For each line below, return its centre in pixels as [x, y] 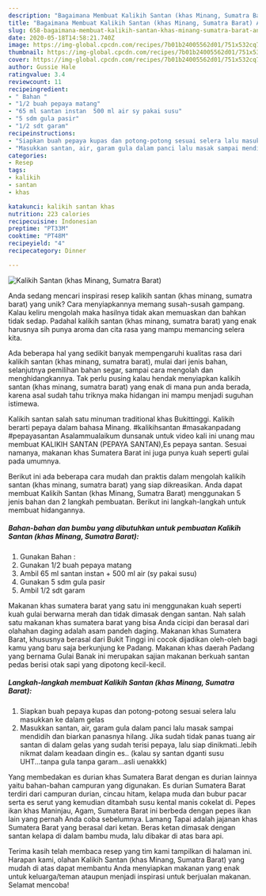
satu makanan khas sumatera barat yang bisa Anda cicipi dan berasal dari [129, 622]
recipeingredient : [38, 89]
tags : [17, 170]
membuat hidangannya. [47, 510]
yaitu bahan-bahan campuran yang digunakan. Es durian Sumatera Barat [127, 785]
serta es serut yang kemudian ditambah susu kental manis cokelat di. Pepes [132, 802]
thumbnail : [26, 52]
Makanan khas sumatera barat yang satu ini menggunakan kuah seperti [125, 605]
